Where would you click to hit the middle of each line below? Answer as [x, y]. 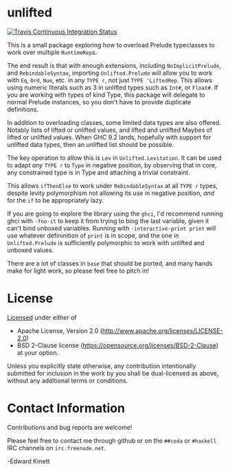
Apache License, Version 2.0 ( [60, 330]
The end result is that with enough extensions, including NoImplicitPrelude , [114, 65]
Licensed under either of [42, 317]
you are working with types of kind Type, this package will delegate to [106, 95]
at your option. [38, 352]
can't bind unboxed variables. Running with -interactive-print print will [112, 228]
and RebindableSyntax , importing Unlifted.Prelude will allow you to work [110, 73]
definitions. [23, 109]
